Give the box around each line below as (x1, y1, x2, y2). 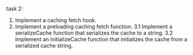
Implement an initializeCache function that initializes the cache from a (14, 36, 188, 42)
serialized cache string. (14, 42, 73, 49)
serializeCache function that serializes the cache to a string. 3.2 (14, 29, 173, 36)
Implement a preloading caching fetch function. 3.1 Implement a (14, 23, 173, 30)
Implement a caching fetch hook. (14, 17, 97, 23)
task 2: (6, 5, 23, 12)
